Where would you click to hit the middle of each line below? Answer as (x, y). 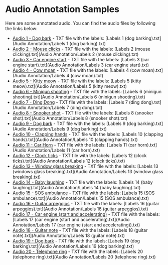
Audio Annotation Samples (62, 9)
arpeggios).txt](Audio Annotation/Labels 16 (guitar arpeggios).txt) (80, 209)
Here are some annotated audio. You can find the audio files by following (80, 23)
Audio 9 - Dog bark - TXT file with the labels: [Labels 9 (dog (74, 123)
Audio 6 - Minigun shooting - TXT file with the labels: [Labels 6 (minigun (87, 91)
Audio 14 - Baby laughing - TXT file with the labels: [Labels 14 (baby (82, 182)
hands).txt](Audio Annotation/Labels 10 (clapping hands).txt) (75, 140)
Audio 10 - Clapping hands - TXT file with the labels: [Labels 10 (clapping (88, 134)
